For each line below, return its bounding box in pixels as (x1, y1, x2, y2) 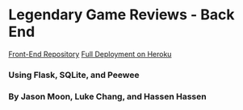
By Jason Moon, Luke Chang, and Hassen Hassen (8, 91, 207, 102)
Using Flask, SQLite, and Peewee (8, 69, 140, 80)
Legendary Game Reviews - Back (8, 6, 235, 24)
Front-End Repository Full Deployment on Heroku (8, 49, 172, 59)
